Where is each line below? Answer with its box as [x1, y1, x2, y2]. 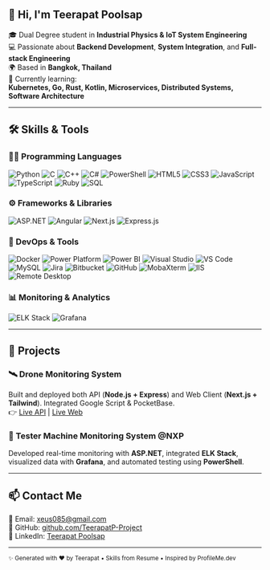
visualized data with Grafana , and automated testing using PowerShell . [8, 457, 245, 466]
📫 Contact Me [8, 489, 83, 503]
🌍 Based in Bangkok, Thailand [8, 62, 112, 72]
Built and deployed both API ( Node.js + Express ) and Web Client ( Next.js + [8, 390, 258, 400]
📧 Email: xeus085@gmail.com [8, 515, 107, 524]
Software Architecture [8, 91, 84, 100]
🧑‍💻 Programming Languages [8, 151, 122, 162]
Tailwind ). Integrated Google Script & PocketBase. [8, 398, 175, 408]
